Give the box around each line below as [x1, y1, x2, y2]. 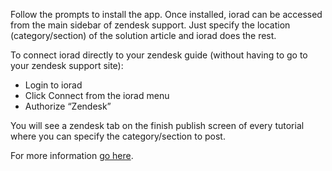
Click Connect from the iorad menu [24, 90, 170, 101]
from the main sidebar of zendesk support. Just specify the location [10, 19, 291, 31]
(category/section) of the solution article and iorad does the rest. [10, 30, 277, 41]
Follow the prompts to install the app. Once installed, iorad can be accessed [10, 9, 323, 20]
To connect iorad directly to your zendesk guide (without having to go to [10, 49, 308, 61]
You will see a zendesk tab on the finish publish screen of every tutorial [10, 120, 305, 131]
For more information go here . [10, 150, 134, 161]
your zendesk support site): [10, 60, 124, 71]
